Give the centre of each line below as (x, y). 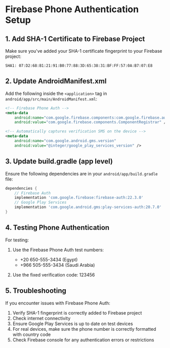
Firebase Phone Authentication (72, 9)
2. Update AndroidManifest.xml (56, 81)
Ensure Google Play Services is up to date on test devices (73, 324)
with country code (32, 334)
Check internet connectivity (41, 318)
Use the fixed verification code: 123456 (54, 274)
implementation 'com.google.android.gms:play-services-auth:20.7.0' (88, 207)
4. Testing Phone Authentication (57, 228)
